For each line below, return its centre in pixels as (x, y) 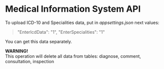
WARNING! (17, 51)
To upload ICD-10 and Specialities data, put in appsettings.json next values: (82, 23)
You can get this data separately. (39, 41)
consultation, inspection (30, 61)
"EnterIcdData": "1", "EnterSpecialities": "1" (61, 32)
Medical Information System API (73, 9)
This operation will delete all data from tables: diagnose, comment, (73, 56)
